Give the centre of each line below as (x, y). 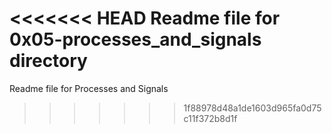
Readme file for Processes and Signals (89, 88)
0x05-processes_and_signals (135, 39)
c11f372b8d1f (210, 118)
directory (48, 61)
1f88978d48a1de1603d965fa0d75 (252, 108)
